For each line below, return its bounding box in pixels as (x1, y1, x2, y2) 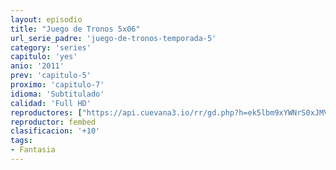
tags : (10, 136, 33, 146)
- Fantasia (10, 145, 56, 155)
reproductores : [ (10, 107, 83, 118)
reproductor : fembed (10, 117, 97, 127)
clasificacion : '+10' (10, 126, 101, 136)
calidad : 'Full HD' (10, 98, 92, 108)
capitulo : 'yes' (10, 52, 78, 62)
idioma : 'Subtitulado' (10, 89, 105, 99)
